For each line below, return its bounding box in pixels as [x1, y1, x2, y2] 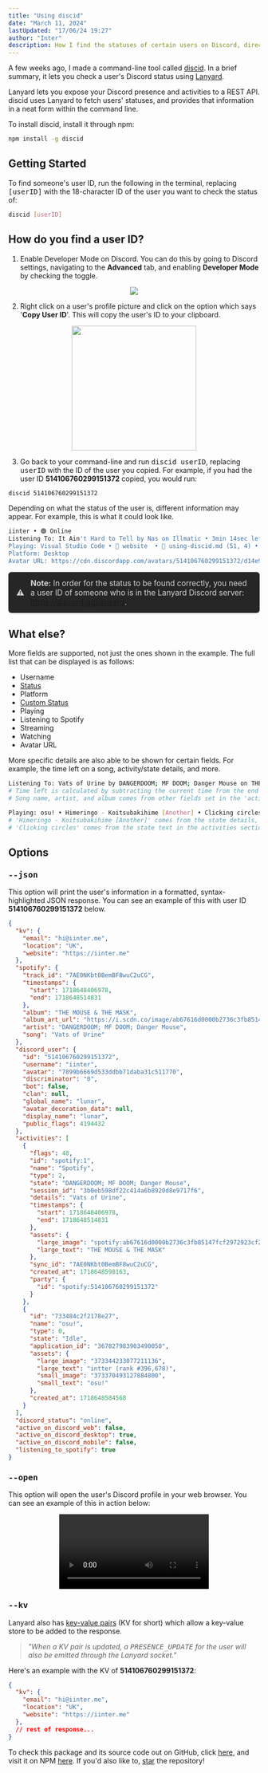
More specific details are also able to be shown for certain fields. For [8, 755, 234, 766]
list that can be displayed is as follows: [8, 657, 135, 667]
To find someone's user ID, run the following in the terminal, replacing [8, 178, 237, 187]
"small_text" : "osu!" [37, 1379, 109, 1388]
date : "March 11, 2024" [8, 19, 88, 27]
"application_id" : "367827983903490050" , [29, 1342, 170, 1350]
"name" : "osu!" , [29, 1320, 84, 1328]
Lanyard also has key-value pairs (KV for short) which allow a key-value [8, 1617, 244, 1627]
